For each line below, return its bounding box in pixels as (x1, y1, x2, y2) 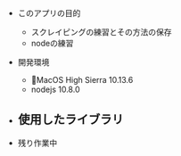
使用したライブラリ (17, 112, 124, 127)
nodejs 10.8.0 (30, 84, 80, 94)
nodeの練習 (30, 38, 74, 48)
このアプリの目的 (17, 8, 81, 18)
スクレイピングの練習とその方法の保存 (30, 27, 172, 37)
